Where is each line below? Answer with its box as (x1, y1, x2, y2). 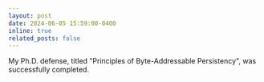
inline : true (8, 27, 52, 35)
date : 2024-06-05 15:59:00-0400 (8, 19, 116, 27)
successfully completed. (8, 65, 90, 75)
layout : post (8, 11, 52, 20)
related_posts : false (8, 34, 81, 43)
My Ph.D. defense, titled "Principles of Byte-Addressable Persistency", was (8, 56, 257, 66)
